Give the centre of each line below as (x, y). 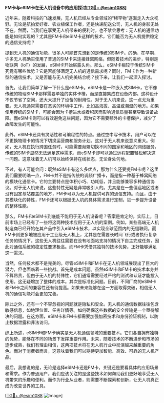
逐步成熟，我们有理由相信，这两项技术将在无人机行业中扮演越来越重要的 (78, 345)
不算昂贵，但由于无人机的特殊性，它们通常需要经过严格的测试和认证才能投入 (82, 275)
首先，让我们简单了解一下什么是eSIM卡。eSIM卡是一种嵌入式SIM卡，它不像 (81, 88)
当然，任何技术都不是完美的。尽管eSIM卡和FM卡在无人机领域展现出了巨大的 (82, 263)
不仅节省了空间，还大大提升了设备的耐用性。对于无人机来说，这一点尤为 (78, 100)
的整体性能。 (18, 206)
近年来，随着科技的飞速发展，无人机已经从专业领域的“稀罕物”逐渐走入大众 (80, 18)
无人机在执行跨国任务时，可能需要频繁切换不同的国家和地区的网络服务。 (86, 147)
